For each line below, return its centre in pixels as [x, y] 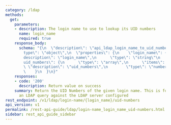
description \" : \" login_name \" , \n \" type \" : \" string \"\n [92, 57]
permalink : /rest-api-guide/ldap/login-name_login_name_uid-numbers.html [85, 110]
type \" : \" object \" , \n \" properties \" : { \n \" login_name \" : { [95, 53]
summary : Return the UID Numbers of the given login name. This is [87, 91]
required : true [35, 39]
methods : [15, 15]
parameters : [27, 24]
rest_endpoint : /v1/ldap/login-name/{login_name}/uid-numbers [73, 100]
